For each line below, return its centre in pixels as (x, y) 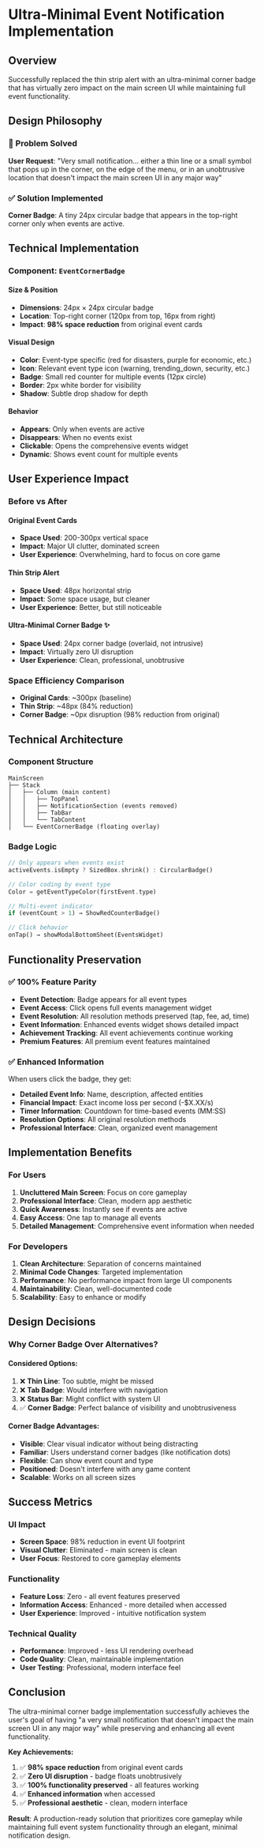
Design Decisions (52, 1322)
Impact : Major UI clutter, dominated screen (89, 546)
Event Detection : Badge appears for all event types (103, 999)
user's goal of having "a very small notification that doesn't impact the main (131, 1719)
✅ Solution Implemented (56, 198)
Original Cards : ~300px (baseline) (75, 698)
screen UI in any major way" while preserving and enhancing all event (121, 1728)
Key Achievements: (41, 1752)
